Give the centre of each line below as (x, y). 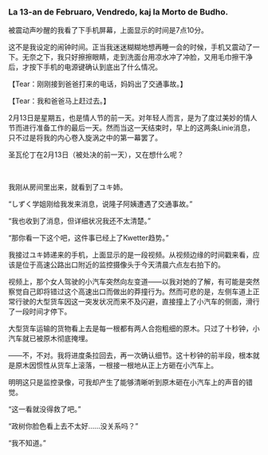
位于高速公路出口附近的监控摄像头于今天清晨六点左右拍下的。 (123, 265)
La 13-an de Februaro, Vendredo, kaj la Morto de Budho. (118, 12)
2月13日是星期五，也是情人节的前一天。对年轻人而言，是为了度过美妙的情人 (133, 118)
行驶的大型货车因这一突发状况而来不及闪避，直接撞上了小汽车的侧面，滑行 (137, 302)
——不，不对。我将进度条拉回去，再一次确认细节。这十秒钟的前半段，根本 (130, 355)
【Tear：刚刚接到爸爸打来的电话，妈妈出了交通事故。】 (98, 84)
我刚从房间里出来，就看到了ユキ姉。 (68, 187)
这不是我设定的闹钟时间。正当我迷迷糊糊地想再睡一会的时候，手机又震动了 (130, 47)
